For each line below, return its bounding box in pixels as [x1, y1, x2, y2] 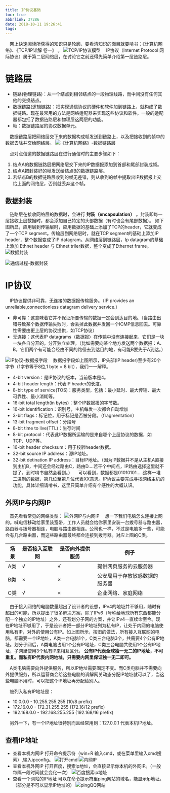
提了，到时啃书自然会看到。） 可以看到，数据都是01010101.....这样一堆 [12, 469, 161, 475]
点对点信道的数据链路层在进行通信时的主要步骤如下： [10, 151, 120, 157]
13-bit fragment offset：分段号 [12, 418, 76, 424]
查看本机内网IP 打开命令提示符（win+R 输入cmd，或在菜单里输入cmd [12, 750, 157, 756]
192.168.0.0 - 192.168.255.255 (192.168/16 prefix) [12, 709, 114, 715]
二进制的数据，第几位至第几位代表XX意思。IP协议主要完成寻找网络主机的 [12, 476, 165, 482]
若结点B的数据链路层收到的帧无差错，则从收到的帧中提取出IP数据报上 [12, 174, 157, 180]
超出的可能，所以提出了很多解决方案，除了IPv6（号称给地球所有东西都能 [5, 610, 157, 616]
